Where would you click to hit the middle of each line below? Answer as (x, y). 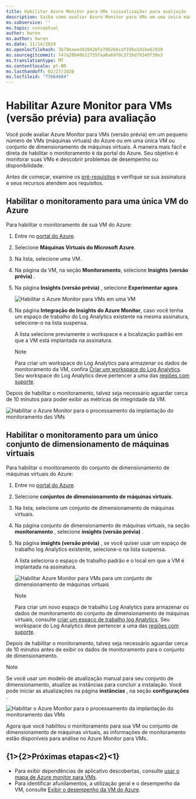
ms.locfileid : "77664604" (37, 77)
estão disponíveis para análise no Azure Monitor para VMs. (77, 738)
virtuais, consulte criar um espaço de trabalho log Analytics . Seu (92, 619)
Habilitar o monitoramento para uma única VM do (97, 202)
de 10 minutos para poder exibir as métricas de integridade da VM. (86, 399)
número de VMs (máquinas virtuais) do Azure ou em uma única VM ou (90, 140)
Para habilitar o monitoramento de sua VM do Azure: (69, 224)
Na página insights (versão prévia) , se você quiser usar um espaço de (100, 543)
